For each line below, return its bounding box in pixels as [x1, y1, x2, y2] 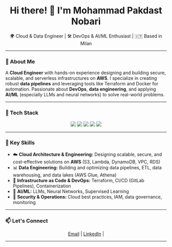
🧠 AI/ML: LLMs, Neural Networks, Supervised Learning [12, 188, 130, 195]
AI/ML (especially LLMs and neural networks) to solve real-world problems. [5, 92, 165, 98]
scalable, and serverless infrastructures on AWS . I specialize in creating [5, 75, 157, 81]
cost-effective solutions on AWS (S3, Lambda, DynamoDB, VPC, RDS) [12, 158, 161, 165]
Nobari [71, 15, 101, 27]
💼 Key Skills [5, 139, 35, 146]
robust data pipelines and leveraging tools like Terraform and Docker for [5, 81, 159, 87]
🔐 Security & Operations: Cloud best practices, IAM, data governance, [12, 193, 162, 200]
